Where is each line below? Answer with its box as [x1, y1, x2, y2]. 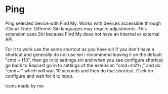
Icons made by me [5, 82, 44, 89]
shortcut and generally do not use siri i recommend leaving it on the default [5, 52, 162, 58]
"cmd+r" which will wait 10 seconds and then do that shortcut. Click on [5, 67, 153, 74]
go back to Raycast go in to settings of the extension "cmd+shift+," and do [5, 62, 161, 68]
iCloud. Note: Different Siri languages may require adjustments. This [5, 25, 147, 31]
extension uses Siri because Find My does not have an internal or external [5, 31, 160, 37]
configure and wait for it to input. [5, 73, 74, 79]
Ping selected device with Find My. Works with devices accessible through [5, 20, 161, 26]
